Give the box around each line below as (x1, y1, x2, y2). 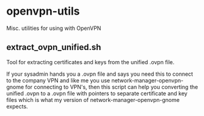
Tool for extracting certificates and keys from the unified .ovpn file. (6, 58, 175, 65)
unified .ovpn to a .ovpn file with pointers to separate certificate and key (6, 90, 188, 97)
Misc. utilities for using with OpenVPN (6, 24, 101, 32)
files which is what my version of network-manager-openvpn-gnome (6, 96, 180, 103)
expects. (6, 103, 29, 110)
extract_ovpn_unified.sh (6, 42, 101, 53)
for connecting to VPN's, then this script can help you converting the (25, 83, 199, 90)
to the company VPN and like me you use (6, 76, 111, 84)
